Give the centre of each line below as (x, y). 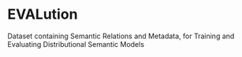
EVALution (43, 14)
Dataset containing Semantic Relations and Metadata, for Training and (121, 36)
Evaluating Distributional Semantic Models (76, 44)
